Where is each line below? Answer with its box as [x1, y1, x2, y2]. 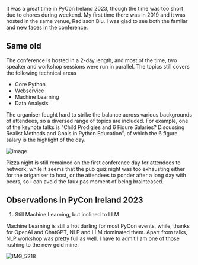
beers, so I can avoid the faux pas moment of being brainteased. [6, 177, 164, 185]
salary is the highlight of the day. [6, 136, 86, 143]
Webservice [14, 87, 44, 94]
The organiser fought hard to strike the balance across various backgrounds [6, 111, 193, 118]
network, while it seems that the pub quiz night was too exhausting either [6, 165, 186, 172]
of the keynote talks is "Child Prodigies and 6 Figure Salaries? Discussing [6, 124, 185, 131]
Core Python [14, 80, 46, 88]
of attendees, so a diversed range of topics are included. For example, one [6, 117, 189, 124]
